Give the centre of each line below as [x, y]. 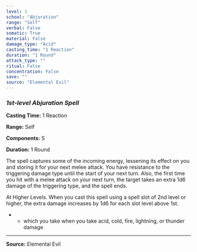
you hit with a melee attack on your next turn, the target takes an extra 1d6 [96, 180]
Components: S [26, 138]
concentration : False [33, 71]
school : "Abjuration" [33, 17]
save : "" [17, 77]
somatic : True [23, 33]
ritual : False [23, 66]
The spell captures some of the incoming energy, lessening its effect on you [98, 161]
